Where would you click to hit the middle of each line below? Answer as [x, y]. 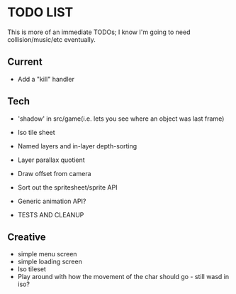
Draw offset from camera [54, 173]
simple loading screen [50, 262]
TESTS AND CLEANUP [51, 214]
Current [25, 62]
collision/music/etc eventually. [51, 39]
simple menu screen [47, 254]
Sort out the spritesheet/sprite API [67, 187]
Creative [27, 237]
